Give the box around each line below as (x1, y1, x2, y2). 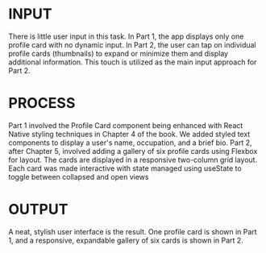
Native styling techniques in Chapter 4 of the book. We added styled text (8, 129, 251, 139)
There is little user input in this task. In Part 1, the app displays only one (8, 31, 244, 41)
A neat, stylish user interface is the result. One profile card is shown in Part (8, 226, 257, 236)
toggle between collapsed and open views (8, 172, 149, 181)
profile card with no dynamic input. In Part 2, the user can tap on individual (8, 39, 256, 49)
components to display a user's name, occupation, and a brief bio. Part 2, (8, 138, 252, 147)
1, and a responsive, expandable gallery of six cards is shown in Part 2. (8, 235, 243, 245)
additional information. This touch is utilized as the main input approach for (8, 57, 257, 67)
